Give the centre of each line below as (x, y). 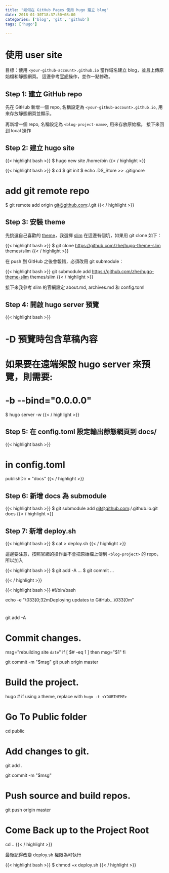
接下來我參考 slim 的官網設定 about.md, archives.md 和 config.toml (75, 287)
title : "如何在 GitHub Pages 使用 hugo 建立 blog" (57, 10)
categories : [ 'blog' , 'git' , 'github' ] (47, 19)
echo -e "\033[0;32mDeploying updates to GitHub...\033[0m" (70, 600)
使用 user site (34, 55)
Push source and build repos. (68, 796)
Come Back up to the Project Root (77, 830)
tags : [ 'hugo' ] (21, 24)
